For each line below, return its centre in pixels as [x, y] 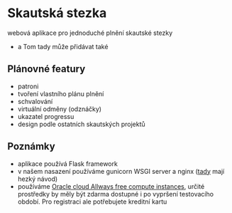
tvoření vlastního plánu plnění [61, 93]
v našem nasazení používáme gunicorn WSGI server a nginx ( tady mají [121, 171]
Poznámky [31, 146]
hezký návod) [38, 179]
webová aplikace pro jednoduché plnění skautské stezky [90, 33]
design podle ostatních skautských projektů [81, 124]
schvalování [35, 101]
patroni [28, 86]
